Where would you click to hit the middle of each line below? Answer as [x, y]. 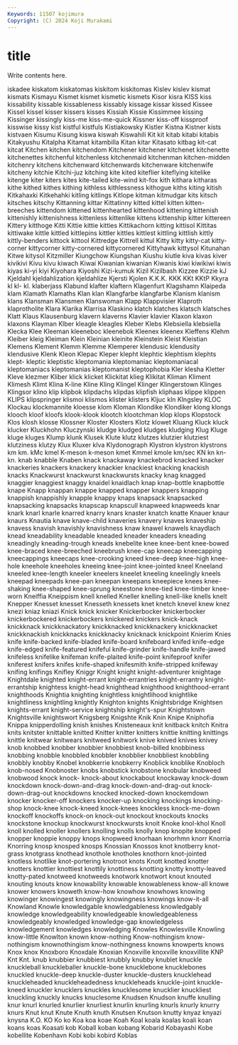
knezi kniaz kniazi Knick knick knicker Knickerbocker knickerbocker [107, 612]
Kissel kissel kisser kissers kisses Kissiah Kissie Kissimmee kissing [106, 112]
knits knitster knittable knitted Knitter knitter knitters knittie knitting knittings [118, 733]
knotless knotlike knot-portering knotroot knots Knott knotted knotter [108, 861]
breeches [21, 210]
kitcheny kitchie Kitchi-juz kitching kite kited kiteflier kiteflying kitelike [109, 172]
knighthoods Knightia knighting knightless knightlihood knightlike [102, 695]
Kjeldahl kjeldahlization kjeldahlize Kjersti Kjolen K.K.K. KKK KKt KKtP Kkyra [118, 279]
